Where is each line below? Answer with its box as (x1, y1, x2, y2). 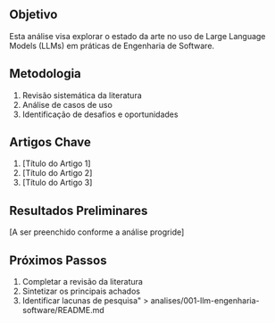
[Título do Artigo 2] (21, 168, 93, 178)
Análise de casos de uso (21, 99, 113, 110)
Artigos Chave (9, 135, 92, 150)
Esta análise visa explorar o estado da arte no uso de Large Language (9, 30, 266, 41)
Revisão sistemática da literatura (21, 89, 143, 101)
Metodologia (9, 66, 82, 81)
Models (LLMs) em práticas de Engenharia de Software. (9, 40, 215, 51)
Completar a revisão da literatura (21, 277, 143, 287)
